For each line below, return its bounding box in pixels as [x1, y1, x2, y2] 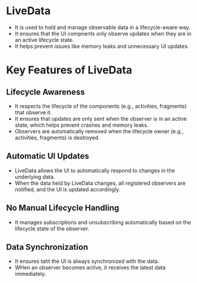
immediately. [14, 271, 46, 278]
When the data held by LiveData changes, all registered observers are [14, 179, 186, 186]
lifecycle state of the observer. [14, 225, 90, 232]
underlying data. [14, 173, 55, 180]
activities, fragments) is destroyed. [14, 134, 100, 141]
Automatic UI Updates [6, 151, 90, 161]
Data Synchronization [6, 242, 88, 252]
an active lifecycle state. [14, 36, 74, 43]
